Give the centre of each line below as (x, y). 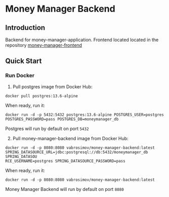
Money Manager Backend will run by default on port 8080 (65, 189)
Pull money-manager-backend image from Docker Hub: (70, 138)
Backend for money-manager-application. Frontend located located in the (82, 40)
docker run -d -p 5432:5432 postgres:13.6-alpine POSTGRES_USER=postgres (85, 115)
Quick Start (24, 61)
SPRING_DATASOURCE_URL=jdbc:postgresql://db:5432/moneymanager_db (77, 152)
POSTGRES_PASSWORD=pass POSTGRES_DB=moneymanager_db (62, 119)
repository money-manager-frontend (44, 45)
